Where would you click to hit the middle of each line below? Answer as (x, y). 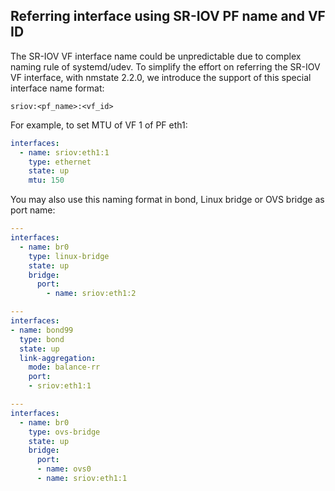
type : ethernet (60, 162)
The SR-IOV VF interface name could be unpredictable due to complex (156, 56)
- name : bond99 (42, 330)
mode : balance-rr (64, 367)
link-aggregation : (58, 358)
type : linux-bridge (69, 256)
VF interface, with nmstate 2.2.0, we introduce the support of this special (161, 77)
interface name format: (57, 88)
